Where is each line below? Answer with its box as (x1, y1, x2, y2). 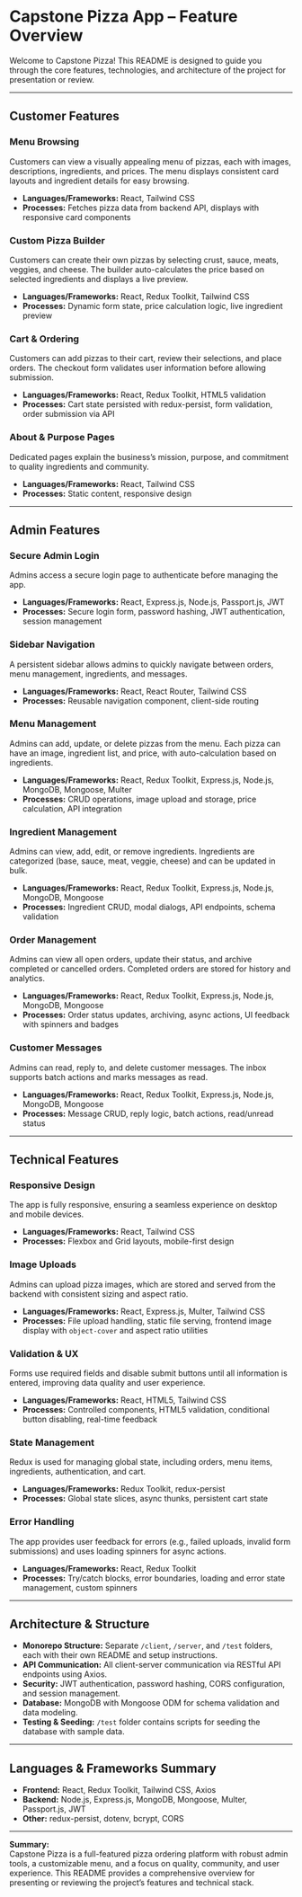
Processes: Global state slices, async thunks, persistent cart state (22, 1494, 268, 1504)
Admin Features (9, 522, 101, 537)
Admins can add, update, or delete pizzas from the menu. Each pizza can (9, 738, 281, 749)
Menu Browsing (9, 136, 80, 148)
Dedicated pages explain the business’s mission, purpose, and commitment (9, 451, 289, 462)
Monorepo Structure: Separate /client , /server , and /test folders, (22, 1640, 273, 1651)
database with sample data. (22, 1726, 125, 1737)
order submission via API (22, 409, 115, 420)
